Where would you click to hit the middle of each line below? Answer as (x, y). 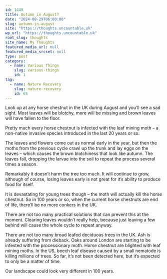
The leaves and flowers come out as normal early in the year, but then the (81, 143)
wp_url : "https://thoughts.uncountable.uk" (51, 33)
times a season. (21, 164)
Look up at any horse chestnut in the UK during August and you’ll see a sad (83, 107)
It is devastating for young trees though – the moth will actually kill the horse (84, 194)
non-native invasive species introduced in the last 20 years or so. (72, 133)
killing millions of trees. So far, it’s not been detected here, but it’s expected (82, 256)
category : (15, 61)
